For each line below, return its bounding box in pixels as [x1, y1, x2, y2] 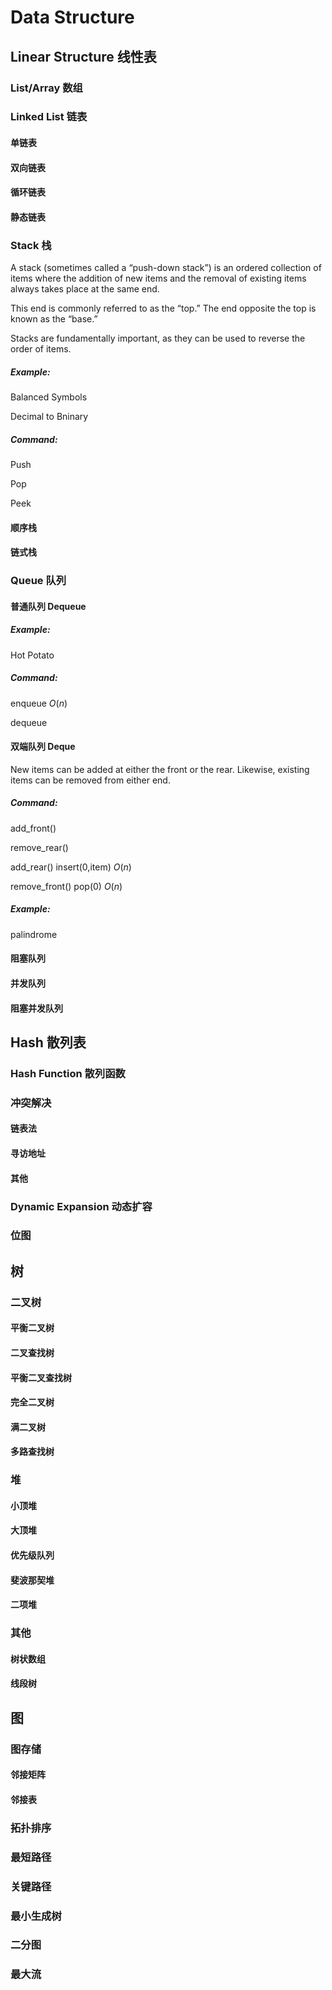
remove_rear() [10, 841, 69, 853]
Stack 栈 [10, 238, 52, 252]
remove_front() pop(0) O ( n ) [10, 880, 123, 892]
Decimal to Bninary [10, 411, 89, 423]
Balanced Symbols [10, 391, 88, 403]
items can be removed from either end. [10, 774, 171, 786]
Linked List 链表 [10, 110, 88, 124]
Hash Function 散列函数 [10, 1066, 126, 1080]
